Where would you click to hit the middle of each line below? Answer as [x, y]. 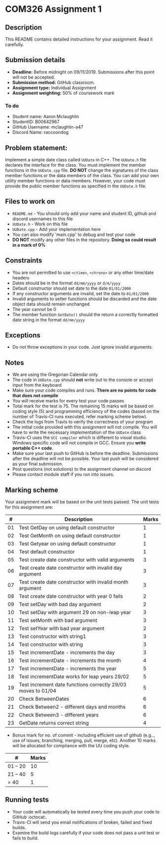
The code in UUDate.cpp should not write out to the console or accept [83, 380]
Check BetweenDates [44, 699]
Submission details [35, 60]
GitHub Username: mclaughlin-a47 [48, 127]
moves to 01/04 [38, 691]
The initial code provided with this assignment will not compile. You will [84, 427]
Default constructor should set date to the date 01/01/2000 [72, 288]
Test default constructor [47, 551]
